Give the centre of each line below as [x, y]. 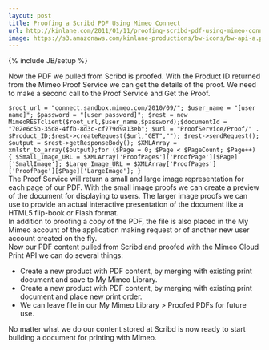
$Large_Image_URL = [98, 164]
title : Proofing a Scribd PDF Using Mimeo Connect [94, 23]
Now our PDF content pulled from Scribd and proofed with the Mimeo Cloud [133, 247]
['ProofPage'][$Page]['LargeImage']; [71, 171]
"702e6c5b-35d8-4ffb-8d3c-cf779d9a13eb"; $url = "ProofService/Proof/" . [134, 129]
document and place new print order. [81, 296]
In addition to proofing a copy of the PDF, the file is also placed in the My [128, 222]
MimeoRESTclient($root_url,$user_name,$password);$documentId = [118, 122]
